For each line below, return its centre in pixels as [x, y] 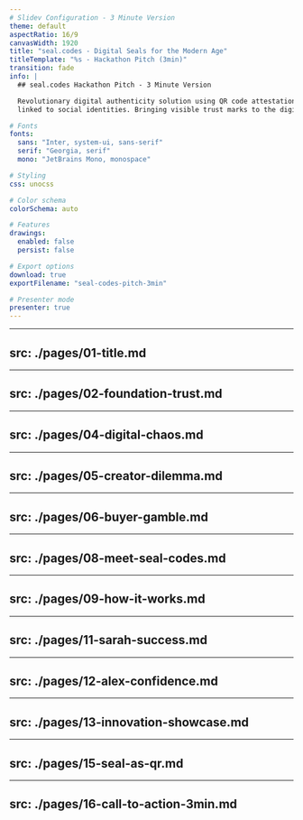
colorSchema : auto [44, 208]
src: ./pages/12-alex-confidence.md [114, 682]
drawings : [28, 234]
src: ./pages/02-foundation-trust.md [116, 394]
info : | [24, 77]
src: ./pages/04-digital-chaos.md [106, 435]
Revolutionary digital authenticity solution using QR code [133, 101]
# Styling [28, 175]
